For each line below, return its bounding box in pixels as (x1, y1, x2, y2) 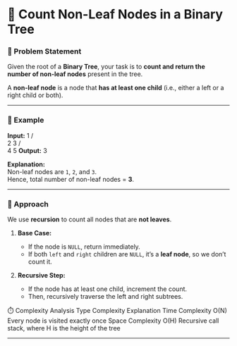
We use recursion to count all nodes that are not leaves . (7, 215, 172, 224)
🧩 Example (7, 116, 44, 125)
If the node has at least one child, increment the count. (28, 285, 188, 293)
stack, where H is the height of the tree (7, 324, 121, 333)
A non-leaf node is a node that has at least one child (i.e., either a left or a (7, 84, 224, 92)
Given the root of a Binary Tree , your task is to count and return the (7, 63, 206, 71)
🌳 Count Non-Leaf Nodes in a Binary (7, 6, 224, 23)
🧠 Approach (7, 199, 49, 209)
